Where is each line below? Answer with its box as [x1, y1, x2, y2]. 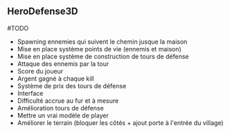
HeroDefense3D [7, 6, 78, 17]
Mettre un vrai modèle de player [17, 111, 109, 119]
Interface [17, 89, 44, 97]
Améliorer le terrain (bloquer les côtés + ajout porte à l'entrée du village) [17, 118, 224, 127]
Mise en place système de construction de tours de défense [17, 52, 189, 60]
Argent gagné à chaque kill [17, 74, 95, 83]
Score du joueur [17, 67, 64, 75]
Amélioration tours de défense [17, 103, 104, 112]
